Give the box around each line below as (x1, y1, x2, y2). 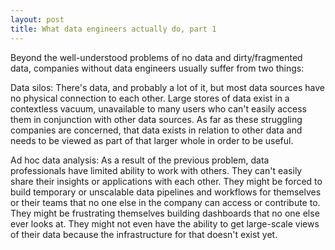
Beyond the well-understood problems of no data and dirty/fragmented (10, 51, 303, 63)
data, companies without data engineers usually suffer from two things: (10, 62, 305, 74)
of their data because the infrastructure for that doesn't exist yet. (10, 228, 278, 240)
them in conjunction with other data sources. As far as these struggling (10, 113, 303, 125)
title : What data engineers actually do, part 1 (10, 24, 217, 34)
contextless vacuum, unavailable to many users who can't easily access (10, 102, 307, 115)
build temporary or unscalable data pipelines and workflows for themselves (10, 186, 322, 198)
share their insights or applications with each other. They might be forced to (10, 175, 323, 187)
